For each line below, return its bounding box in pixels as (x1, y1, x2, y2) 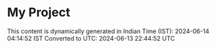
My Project (7, 5, 71, 20)
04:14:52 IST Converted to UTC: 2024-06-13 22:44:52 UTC (7, 34, 175, 42)
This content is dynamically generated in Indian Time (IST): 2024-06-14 (7, 27, 210, 35)
